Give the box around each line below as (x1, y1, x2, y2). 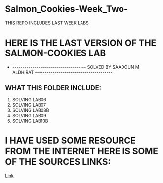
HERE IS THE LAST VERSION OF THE (5, 37, 157, 48)
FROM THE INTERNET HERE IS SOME (5, 145, 159, 157)
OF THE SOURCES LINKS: (5, 156, 111, 167)
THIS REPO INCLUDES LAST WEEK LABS (5, 20, 89, 26)
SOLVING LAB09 (12, 112, 47, 118)
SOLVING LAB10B (12, 118, 48, 124)
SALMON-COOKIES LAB (5, 48, 106, 59)
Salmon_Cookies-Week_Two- (5, 3, 128, 15)
